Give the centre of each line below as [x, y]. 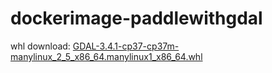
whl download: [40, 46]
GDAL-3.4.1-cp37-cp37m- [126, 46]
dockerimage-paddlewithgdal [136, 18]
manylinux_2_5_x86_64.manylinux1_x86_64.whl [106, 56]
